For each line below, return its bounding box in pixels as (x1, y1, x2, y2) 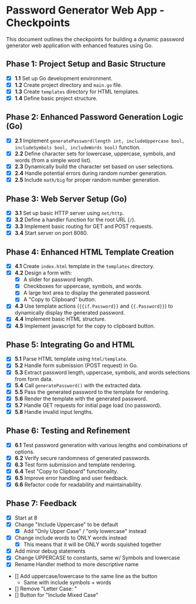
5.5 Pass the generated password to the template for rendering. (14, 388, 170, 396)
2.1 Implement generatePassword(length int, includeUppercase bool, (14, 137, 185, 144)
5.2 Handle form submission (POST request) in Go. (14, 362, 138, 369)
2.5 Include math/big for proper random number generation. (14, 177, 161, 184)
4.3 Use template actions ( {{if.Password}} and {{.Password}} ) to (14, 302, 174, 310)
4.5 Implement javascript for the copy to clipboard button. (14, 322, 155, 329)
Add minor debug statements (14, 547, 86, 555)
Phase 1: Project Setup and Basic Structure (6, 59, 166, 69)
